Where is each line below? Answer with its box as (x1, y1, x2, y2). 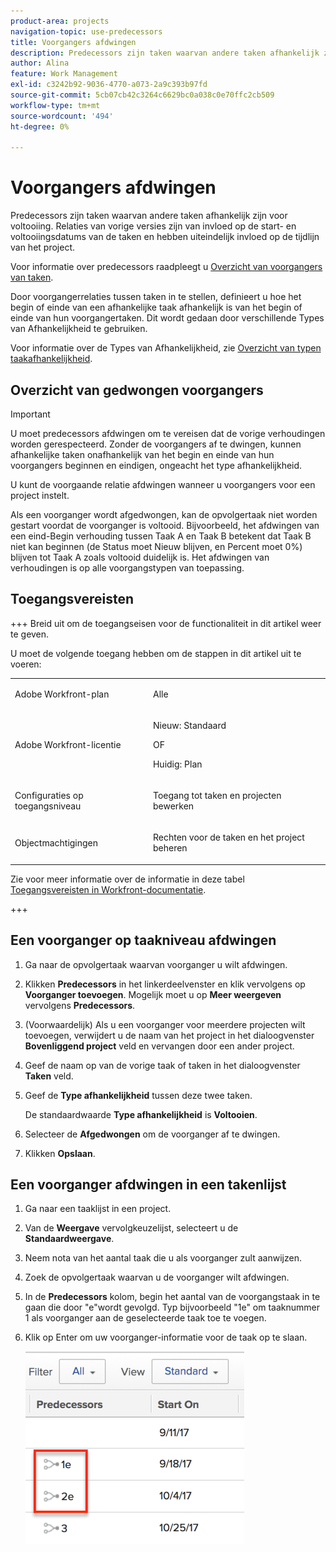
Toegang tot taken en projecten (152, 790, 282, 802)
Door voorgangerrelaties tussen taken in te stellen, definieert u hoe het (10, 291, 302, 303)
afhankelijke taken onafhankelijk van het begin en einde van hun (10, 449, 275, 460)
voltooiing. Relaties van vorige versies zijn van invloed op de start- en (10, 220, 297, 232)
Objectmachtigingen (14, 836, 99, 849)
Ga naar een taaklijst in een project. (24, 1203, 172, 1215)
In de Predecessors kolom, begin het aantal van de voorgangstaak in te (24, 1291, 321, 1303)
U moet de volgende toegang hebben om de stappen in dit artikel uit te (10, 647, 302, 659)
